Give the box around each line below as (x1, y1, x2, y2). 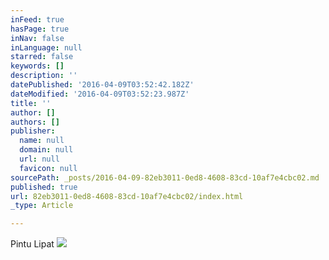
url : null (19, 154, 60, 164)
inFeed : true (10, 14, 65, 25)
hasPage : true (10, 24, 70, 34)
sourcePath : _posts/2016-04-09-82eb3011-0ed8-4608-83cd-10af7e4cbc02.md (10, 172, 320, 183)
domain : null (19, 145, 74, 155)
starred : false (10, 52, 74, 62)
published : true (10, 182, 78, 192)
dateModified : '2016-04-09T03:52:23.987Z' (10, 89, 190, 99)
